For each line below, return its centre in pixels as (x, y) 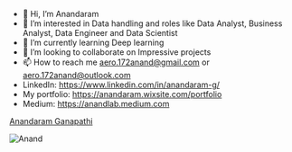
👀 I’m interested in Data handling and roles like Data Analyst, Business (152, 23)
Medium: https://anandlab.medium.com (96, 104)
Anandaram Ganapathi (51, 121)
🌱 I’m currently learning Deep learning (93, 42)
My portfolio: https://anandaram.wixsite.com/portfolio (122, 94)
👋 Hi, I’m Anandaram (61, 14)
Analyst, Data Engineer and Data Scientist (100, 33)
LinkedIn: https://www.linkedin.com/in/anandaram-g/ (121, 85)
